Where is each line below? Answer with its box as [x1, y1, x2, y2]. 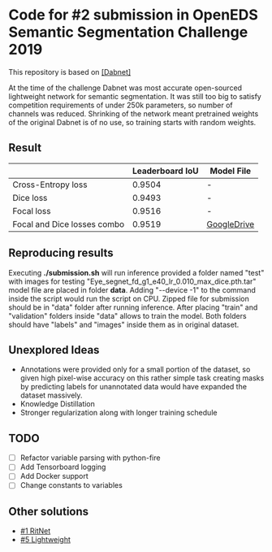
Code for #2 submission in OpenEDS [8, 6, 258, 24]
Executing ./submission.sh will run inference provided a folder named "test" [8, 267, 265, 277]
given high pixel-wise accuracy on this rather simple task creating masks [19, 373, 265, 383]
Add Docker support [19, 472, 89, 481]
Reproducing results [8, 246, 114, 260]
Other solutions [8, 504, 89, 518]
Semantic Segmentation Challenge [8, 23, 248, 41]
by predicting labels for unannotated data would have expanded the [19, 382, 248, 392]
